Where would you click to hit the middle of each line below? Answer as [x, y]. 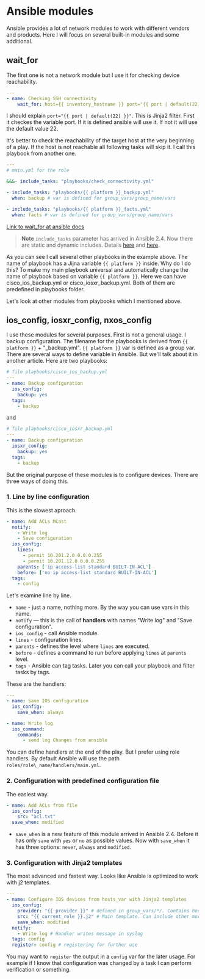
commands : [30, 735]
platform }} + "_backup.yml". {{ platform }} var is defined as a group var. [101, 348]
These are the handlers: [36, 684]
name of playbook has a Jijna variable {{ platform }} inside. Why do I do [99, 263]
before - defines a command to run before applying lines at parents [101, 653]
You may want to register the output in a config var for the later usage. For [101, 956]
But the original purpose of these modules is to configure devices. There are [102, 475]
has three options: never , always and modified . [73, 847]
